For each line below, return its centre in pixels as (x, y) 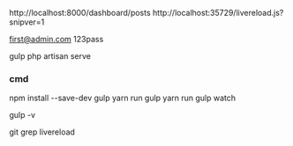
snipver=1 (27, 22)
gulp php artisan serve (50, 56)
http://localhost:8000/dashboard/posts (80, 13)
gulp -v (23, 115)
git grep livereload (42, 132)
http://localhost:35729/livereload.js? (218, 13)
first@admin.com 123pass (56, 39)
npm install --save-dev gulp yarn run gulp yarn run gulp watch (123, 98)
